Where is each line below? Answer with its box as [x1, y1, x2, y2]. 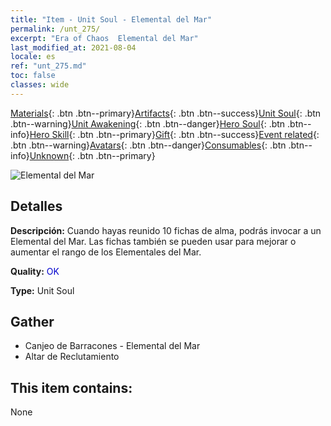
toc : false [10, 71, 56, 81]
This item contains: [10, 379, 133, 396]
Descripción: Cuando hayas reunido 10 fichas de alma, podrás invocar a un [10, 224, 322, 236]
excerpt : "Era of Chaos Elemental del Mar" [10, 33, 199, 43]
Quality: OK [10, 265, 60, 277]
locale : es [10, 52, 56, 62]
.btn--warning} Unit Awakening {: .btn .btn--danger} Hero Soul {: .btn [10, 117, 286, 130]
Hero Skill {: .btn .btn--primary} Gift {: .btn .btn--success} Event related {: [29, 128, 320, 140]
